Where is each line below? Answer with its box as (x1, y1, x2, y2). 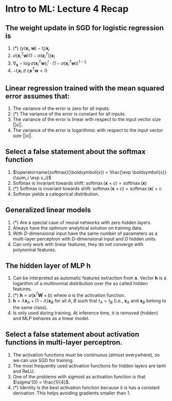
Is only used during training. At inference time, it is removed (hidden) (12, 310, 158, 316)
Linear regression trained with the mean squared (5, 84, 165, 92)
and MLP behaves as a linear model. (12, 315, 90, 321)
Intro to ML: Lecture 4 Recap (5, 3, 129, 15)
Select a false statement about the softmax (5, 147, 146, 156)
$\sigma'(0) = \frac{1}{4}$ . (12, 379, 70, 385)
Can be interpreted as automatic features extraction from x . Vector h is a (12, 275, 167, 281)
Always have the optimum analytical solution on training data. (12, 225, 143, 231)
